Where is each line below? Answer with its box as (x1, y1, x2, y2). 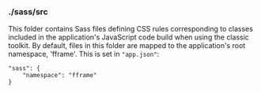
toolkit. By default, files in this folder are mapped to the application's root (8, 41, 246, 50)
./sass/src (8, 6, 49, 17)
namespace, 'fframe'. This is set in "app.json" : (8, 50, 160, 59)
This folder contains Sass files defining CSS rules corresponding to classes (8, 24, 253, 34)
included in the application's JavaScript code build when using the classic (8, 32, 249, 42)
